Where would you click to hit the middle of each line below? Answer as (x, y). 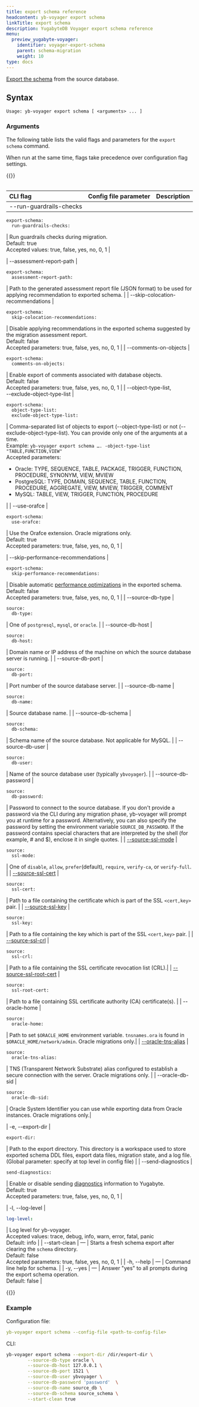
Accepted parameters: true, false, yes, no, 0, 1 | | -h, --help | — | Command (98, 1262)
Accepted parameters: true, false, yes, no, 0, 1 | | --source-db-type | (90, 597)
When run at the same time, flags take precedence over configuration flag (97, 157)
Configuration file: (28, 1321)
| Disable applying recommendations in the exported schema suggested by (98, 328)
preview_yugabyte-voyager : (45, 39)
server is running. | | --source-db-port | (55, 658)
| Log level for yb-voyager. (39, 1230)
